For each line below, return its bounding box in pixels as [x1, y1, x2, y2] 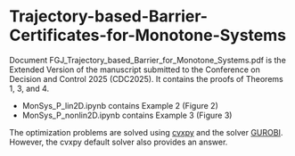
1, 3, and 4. [9, 83, 50, 94]
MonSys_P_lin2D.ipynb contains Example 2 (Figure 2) [21, 100, 218, 111]
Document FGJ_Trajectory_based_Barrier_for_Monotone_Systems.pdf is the [9, 54, 287, 65]
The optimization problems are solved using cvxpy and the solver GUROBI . [9, 127, 283, 137]
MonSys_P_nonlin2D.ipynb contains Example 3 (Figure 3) [21, 110, 233, 120]
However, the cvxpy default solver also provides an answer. [9, 136, 228, 147]
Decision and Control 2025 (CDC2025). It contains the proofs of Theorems [9, 73, 283, 84]
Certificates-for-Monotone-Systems [9, 25, 287, 45]
